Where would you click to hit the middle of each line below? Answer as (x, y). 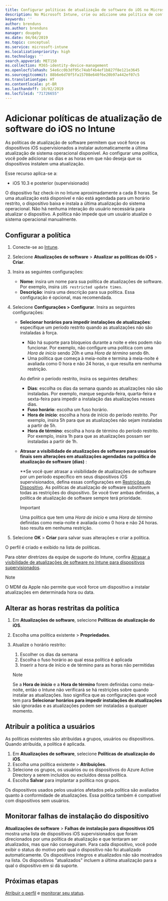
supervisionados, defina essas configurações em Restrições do (85, 482)
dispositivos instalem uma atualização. (45, 164)
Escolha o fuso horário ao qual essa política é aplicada (76, 660)
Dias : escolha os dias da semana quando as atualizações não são (95, 388)
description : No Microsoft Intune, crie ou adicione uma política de (79, 14)
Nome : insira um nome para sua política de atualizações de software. (91, 282)
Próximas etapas (32, 881)
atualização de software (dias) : (53, 462)
